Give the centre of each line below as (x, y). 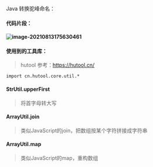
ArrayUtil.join (23, 117)
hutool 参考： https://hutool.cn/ (57, 65)
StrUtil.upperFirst (28, 89)
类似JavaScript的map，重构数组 (59, 158)
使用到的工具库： (27, 51)
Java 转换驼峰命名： (31, 8)
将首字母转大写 (38, 103)
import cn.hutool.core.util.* (43, 76)
